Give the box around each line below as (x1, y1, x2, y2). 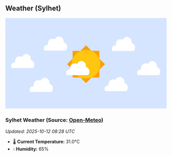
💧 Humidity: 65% (12, 146, 49, 152)
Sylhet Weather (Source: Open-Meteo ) (5, 117, 104, 124)
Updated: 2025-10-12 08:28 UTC (5, 128, 75, 134)
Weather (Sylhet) (5, 4, 61, 13)
